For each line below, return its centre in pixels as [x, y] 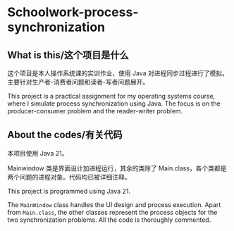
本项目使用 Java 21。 [38, 153]
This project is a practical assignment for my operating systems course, [111, 96]
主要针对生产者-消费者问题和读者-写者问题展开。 [78, 82]
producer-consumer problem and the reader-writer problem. [95, 111]
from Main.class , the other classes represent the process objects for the [112, 212]
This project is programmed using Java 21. [69, 191]
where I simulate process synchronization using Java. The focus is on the [114, 104]
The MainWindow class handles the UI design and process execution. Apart [114, 204]
